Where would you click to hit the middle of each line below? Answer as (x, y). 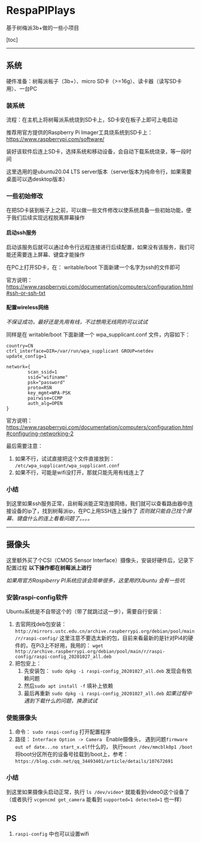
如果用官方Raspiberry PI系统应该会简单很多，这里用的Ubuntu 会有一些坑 (96, 580)
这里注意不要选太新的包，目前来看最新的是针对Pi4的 (124, 638)
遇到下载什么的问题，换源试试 (60, 701)
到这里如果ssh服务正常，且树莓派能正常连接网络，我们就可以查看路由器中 (97, 503)
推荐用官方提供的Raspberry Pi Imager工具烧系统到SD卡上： (80, 133)
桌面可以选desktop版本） (37, 179)
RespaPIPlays (41, 10)
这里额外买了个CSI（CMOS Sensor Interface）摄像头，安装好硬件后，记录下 (100, 560)
